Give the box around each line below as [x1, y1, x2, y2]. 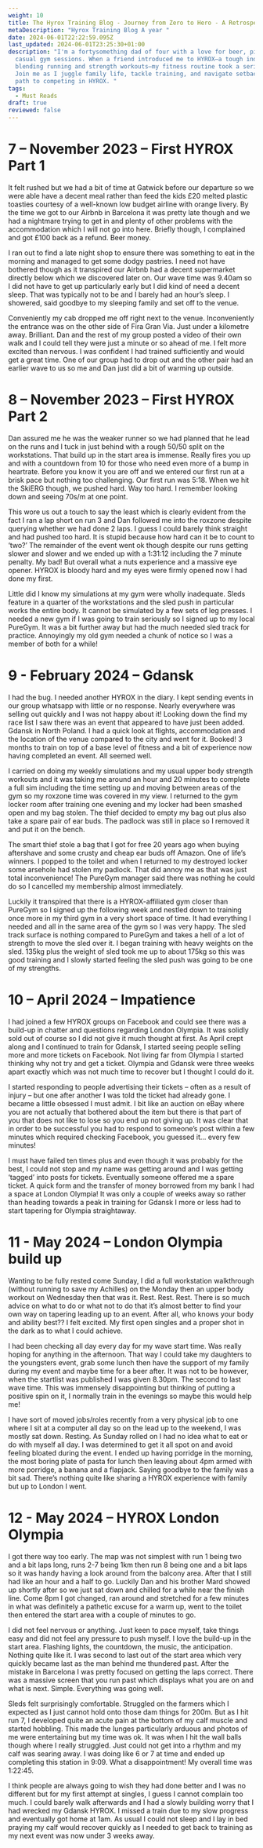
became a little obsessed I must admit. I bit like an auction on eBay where [8, 1098, 245, 1108]
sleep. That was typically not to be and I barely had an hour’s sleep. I [8, 290, 229, 299]
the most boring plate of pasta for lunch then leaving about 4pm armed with [8, 1456, 253, 1466]
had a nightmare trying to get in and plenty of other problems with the [8, 216, 233, 225]
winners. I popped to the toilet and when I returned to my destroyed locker [8, 856, 248, 866]
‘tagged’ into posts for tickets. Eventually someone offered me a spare [8, 1172, 235, 1181]
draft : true [8, 99, 47, 107]
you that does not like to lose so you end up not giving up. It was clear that [8, 1116, 249, 1125]
